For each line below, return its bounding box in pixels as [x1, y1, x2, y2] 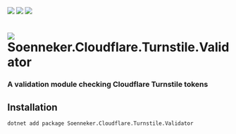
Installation [7, 101, 58, 113]
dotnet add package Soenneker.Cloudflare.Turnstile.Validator [7, 120, 194, 127]
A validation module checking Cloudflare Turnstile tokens [7, 80, 209, 90]
